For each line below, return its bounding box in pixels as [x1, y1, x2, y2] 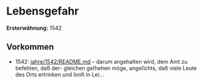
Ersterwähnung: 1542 [6, 24, 62, 32]
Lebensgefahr [6, 4, 79, 18]
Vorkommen [6, 42, 54, 52]
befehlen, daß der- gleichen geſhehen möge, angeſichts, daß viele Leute [15, 64, 197, 71]
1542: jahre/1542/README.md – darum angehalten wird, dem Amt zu [15, 58, 188, 65]
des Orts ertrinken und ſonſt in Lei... [15, 71, 104, 78]
